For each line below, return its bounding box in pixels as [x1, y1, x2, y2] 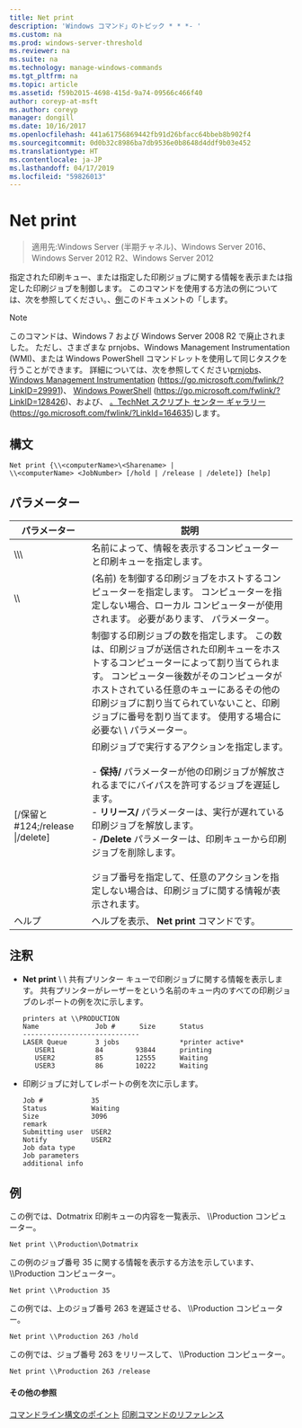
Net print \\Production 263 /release [9, 1367, 151, 1376]
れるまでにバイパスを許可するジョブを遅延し [91, 778, 280, 791]
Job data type [22, 1143, 75, 1152]
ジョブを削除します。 [91, 846, 182, 858]
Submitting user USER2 [22, 1127, 112, 1137]
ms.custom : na [9, 30, 63, 39]
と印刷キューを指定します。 [91, 554, 209, 567]
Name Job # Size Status [22, 1022, 204, 1031]
